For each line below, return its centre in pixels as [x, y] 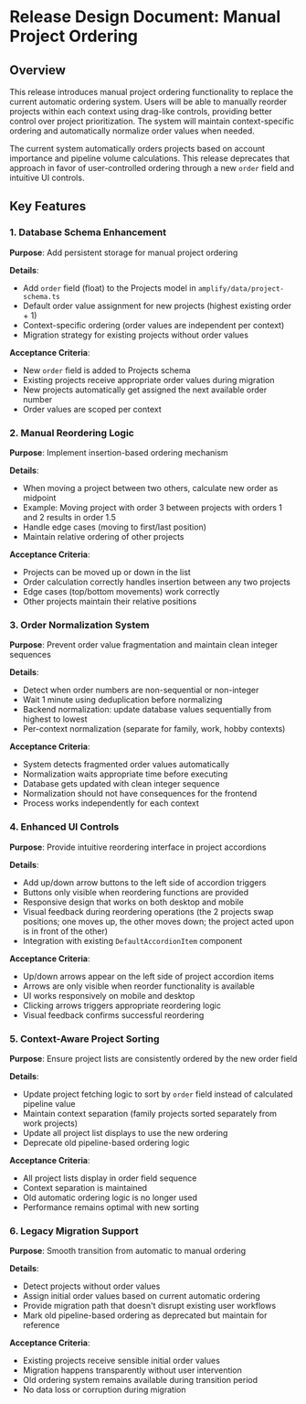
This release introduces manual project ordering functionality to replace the [152, 92]
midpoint [39, 498]
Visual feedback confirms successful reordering [113, 1015]
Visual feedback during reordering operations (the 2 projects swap [148, 911]
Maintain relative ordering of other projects [103, 536]
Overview [38, 70]
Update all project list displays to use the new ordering [125, 1132]
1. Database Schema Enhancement [88, 232]
